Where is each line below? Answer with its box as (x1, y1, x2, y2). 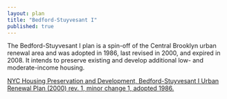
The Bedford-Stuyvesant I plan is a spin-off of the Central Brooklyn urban (7, 42, 217, 50)
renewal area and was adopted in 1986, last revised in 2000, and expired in (7, 49, 221, 57)
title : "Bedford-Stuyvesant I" (7, 16, 98, 23)
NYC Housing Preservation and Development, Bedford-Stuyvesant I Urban (7, 77, 219, 85)
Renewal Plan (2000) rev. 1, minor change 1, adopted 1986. (7, 84, 174, 93)
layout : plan (7, 10, 45, 17)
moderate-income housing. (7, 63, 85, 72)
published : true (7, 23, 54, 30)
